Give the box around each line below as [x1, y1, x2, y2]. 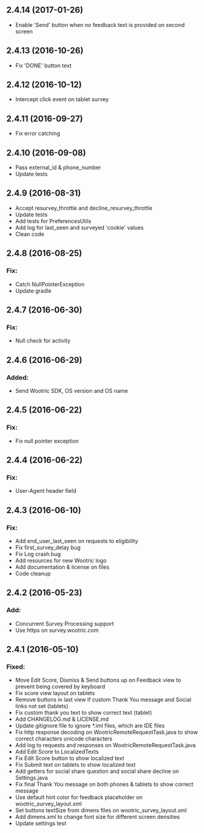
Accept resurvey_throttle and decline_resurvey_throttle [15, 204, 153, 211]
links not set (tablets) [15, 702, 68, 710]
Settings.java [15, 774, 48, 782]
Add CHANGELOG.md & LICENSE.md [15, 715, 109, 723]
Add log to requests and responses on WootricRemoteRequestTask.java [15, 742, 196, 749]
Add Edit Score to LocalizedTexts [15, 748, 99, 756]
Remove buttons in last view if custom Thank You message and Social [15, 696, 191, 704]
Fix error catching [15, 130, 60, 137]
